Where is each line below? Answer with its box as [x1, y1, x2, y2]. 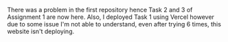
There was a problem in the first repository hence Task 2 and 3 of [7, 6, 193, 14]
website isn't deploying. [7, 27, 74, 35]
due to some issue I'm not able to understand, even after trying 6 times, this [7, 20, 222, 28]
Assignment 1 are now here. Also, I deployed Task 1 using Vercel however [7, 13, 215, 21]
